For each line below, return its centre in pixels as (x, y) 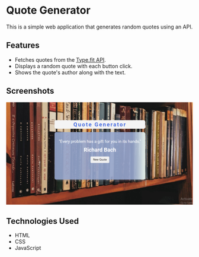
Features (23, 45)
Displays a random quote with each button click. (73, 66)
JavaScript (28, 248)
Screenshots (30, 91)
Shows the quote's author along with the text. (70, 72)
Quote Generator (48, 10)
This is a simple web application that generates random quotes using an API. (99, 27)
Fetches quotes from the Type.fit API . (60, 59)
